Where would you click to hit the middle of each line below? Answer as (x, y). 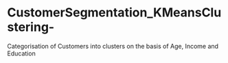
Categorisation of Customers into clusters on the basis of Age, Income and (113, 46)
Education (21, 53)
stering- (31, 27)
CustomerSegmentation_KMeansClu (114, 13)
